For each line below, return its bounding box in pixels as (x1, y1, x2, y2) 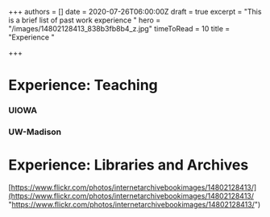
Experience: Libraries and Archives (8, 156, 249, 174)
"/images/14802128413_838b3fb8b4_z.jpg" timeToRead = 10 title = (8, 24, 231, 33)
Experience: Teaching (8, 76, 159, 95)
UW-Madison (8, 126, 62, 137)
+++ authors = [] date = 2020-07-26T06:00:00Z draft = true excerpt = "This (8, 7, 262, 16)
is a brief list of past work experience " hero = (8, 15, 161, 25)
